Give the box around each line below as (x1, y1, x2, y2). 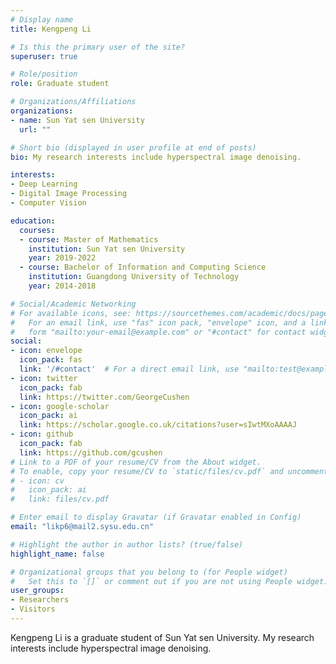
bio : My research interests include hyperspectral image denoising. (10, 152, 302, 162)
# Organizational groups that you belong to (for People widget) (10, 567, 288, 577)
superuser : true (10, 51, 78, 61)
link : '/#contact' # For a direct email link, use (19, 364, 240, 374)
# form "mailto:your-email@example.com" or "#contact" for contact (10, 327, 307, 337)
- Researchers (10, 595, 70, 605)
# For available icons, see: (10, 308, 132, 318)
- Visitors (10, 604, 56, 615)
